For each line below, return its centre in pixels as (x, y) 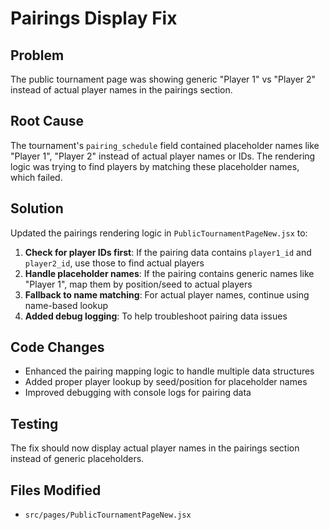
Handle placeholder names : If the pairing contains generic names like (169, 273)
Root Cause (47, 121)
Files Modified (56, 490)
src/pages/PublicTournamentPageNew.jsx (108, 515)
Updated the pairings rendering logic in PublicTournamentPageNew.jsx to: (159, 233)
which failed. (36, 177)
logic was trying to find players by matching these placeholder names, (155, 166)
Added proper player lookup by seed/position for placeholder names (166, 382)
